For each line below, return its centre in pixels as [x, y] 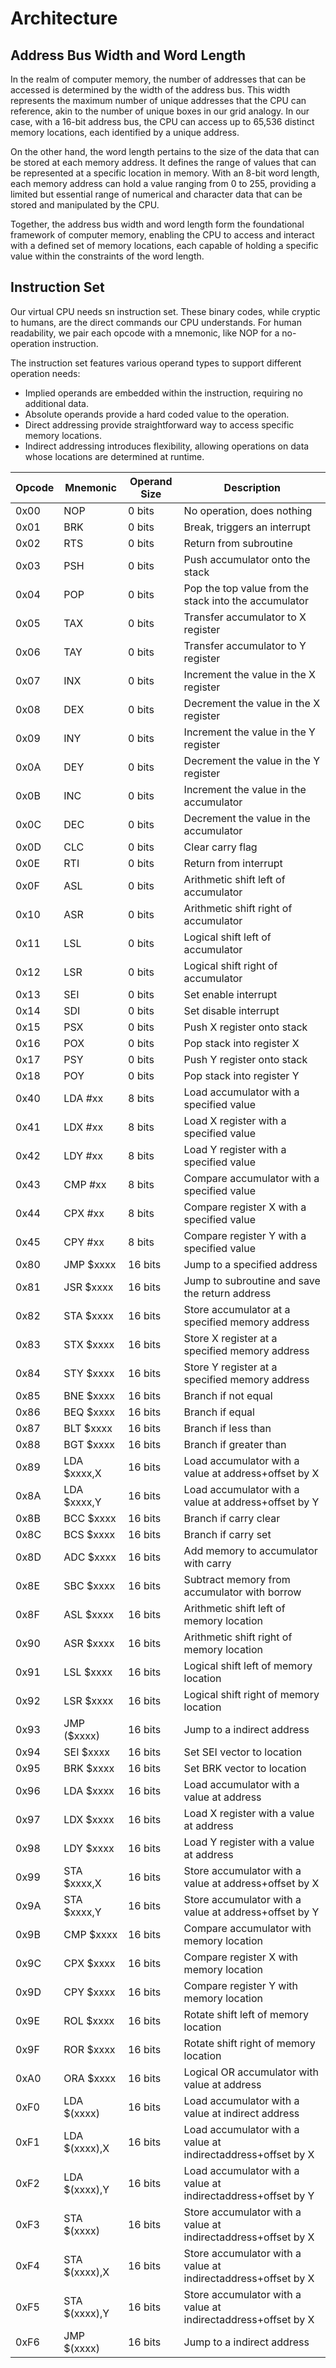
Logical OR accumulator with [251, 2072]
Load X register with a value [249, 1813]
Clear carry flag [220, 847]
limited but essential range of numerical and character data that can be [156, 194]
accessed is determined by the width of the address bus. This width [150, 90]
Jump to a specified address [250, 1264]
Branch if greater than [235, 1444]
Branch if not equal [228, 1395]
